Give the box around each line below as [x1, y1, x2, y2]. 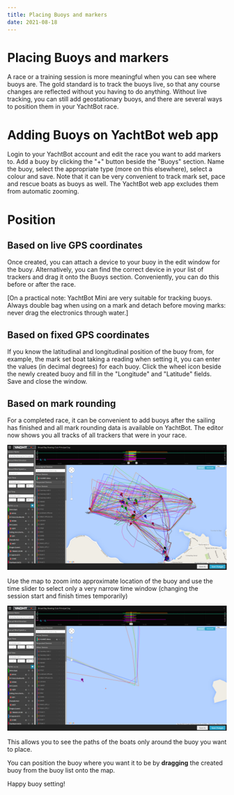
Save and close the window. [7, 378, 88, 386]
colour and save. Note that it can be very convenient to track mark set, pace [7, 172, 226, 181]
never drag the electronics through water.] [7, 308, 129, 317]
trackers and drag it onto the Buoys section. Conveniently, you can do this [7, 273, 219, 281]
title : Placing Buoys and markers [7, 11, 108, 18]
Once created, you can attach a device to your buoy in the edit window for [7, 258, 221, 266]
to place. [7, 745, 33, 753]
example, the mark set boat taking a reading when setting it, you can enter [7, 355, 221, 364]
